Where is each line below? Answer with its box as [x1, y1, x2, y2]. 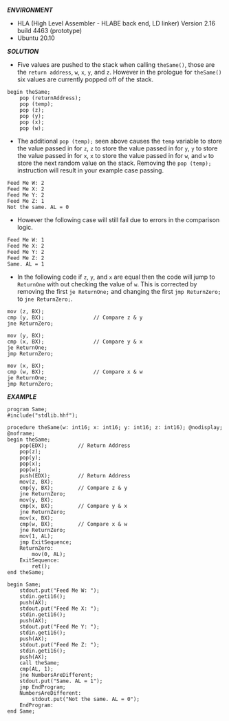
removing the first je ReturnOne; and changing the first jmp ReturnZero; [17, 288, 221, 295]
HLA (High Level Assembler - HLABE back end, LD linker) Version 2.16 [17, 19, 215, 27]
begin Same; [7, 581, 41, 588]
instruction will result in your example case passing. [17, 166, 164, 175]
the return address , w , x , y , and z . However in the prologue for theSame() [17, 68, 222, 76]
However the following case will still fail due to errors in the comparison [17, 216, 220, 224]
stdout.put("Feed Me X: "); [19, 605, 100, 612]
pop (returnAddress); [19, 95, 81, 101]
